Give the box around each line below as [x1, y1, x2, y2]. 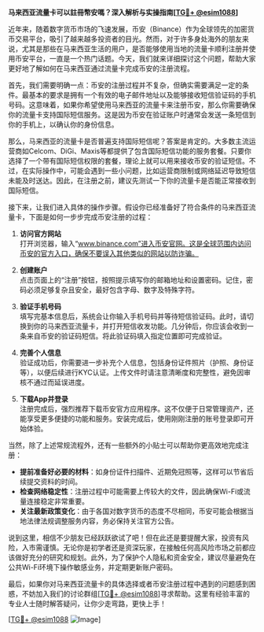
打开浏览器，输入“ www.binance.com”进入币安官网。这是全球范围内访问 [19, 239, 251, 248]
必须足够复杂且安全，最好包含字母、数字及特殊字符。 [26, 285, 199, 294]
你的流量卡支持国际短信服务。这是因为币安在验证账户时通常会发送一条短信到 [8, 110, 256, 119]
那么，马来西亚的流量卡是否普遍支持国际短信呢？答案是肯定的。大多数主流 [8, 137, 249, 146]
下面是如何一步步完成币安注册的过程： [28, 213, 153, 221]
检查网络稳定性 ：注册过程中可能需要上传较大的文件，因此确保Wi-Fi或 [19, 487, 244, 496]
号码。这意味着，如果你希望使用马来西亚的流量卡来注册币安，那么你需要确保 [8, 100, 256, 109]
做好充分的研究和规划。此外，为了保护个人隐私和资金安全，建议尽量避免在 [14, 553, 256, 562]
